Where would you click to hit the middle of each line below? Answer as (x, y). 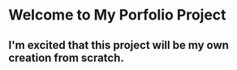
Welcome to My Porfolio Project (117, 15)
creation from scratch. (66, 57)
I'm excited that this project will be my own (119, 45)
